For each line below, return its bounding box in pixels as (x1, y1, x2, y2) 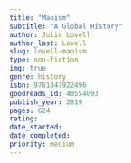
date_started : (9, 123, 63, 132)
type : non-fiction (9, 55, 79, 64)
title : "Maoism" (9, 13, 70, 23)
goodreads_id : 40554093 (9, 89, 99, 98)
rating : (9, 114, 39, 123)
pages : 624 (9, 106, 51, 115)
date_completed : (9, 131, 70, 140)
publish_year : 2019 (9, 97, 83, 107)
